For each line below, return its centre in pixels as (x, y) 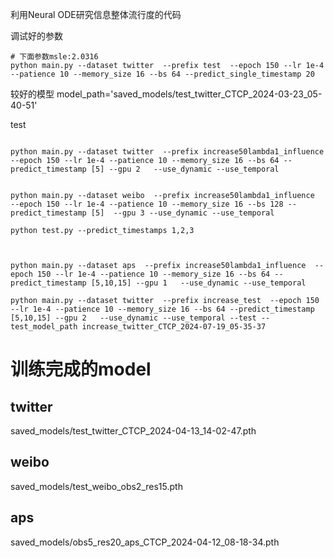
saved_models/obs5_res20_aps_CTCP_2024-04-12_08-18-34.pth (145, 542)
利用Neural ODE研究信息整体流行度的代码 (96, 14)
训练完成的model (81, 369)
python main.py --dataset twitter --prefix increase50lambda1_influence (167, 152)
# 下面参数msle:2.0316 (54, 57)
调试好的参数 (36, 36)
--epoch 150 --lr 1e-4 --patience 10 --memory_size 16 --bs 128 (147, 204)
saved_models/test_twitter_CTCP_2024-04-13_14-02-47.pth (133, 431)
